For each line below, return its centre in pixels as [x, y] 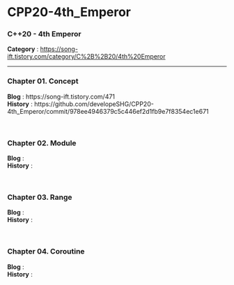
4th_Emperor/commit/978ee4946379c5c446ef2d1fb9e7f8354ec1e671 [108, 111]
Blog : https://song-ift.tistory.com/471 [61, 96]
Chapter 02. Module [42, 142]
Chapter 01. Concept [43, 81]
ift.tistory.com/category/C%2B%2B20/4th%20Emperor [86, 57]
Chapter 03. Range [40, 197]
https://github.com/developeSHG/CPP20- [94, 104]
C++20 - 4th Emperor [44, 34]
